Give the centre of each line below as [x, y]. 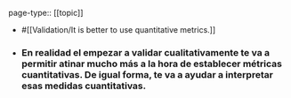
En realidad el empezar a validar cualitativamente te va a [145, 52]
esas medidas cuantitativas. [84, 86]
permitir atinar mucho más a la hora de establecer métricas [151, 64]
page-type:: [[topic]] [46, 13]
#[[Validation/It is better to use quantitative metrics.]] [118, 30]
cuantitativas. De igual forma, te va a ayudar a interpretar [147, 74]
